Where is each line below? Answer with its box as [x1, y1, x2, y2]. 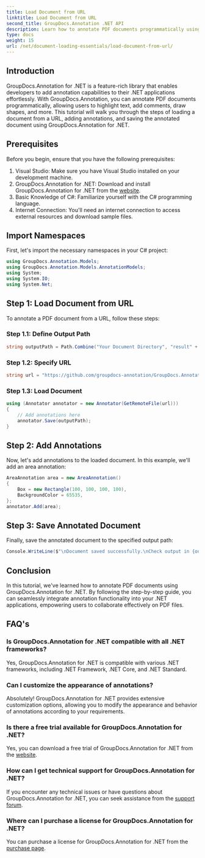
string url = [6, 372, 40, 378]
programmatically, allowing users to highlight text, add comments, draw [6, 102, 186, 109]
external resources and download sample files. [15, 213, 133, 220]
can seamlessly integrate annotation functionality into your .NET [6, 595, 168, 602]
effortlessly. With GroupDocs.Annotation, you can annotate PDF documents [6, 95, 196, 102]
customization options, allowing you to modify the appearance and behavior [6, 701, 198, 708]
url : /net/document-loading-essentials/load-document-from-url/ [6, 44, 173, 50]
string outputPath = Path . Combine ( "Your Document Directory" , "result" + [6, 344, 198, 350]
